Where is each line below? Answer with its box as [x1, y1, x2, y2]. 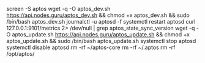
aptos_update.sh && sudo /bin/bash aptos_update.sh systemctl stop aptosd [6, 38, 196, 44]
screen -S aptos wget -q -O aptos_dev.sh [6, 5, 111, 12]
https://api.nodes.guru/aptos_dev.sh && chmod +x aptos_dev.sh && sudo [6, 12, 190, 19]
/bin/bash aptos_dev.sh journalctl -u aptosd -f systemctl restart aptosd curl [6, 18, 196, 25]
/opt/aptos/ [6, 50, 35, 57]
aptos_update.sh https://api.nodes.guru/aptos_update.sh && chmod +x [12, 31, 190, 38]
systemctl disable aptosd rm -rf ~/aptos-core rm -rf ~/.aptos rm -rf [6, 44, 176, 51]
